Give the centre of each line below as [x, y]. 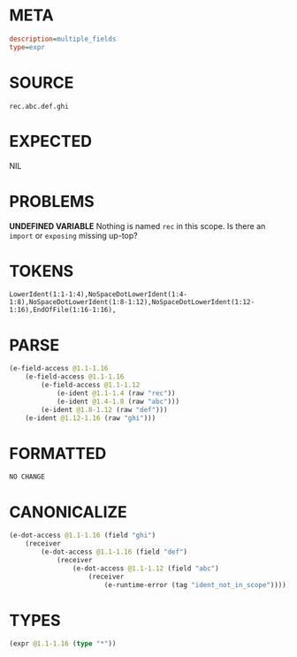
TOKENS [42, 271]
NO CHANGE [27, 477]
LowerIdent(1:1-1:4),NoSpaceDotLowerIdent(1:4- [99, 294]
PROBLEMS [52, 201]
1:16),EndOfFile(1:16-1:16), [63, 310]
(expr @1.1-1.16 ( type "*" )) [63, 644]
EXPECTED [51, 141]
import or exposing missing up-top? [74, 235]
